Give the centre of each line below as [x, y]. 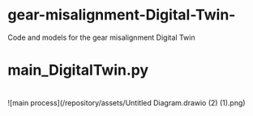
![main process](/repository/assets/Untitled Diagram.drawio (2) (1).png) [126, 103]
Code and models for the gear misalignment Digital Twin [101, 37]
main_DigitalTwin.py [78, 70]
